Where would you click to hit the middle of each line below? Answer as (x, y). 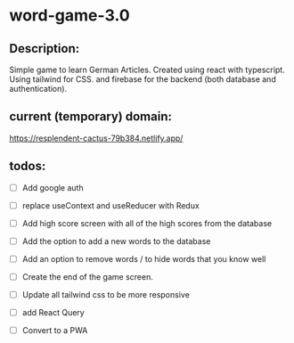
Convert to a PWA (55, 331)
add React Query (53, 313)
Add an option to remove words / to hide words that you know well (144, 258)
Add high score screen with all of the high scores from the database (147, 223)
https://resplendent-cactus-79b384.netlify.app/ (96, 138)
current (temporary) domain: (90, 117)
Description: (45, 49)
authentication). (38, 89)
